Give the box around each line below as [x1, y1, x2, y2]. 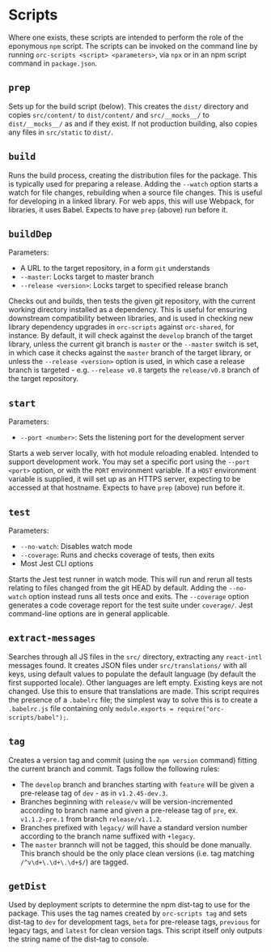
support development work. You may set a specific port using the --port [8, 457, 251, 467]
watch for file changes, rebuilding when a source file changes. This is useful [8, 187, 263, 197]
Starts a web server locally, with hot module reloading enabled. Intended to [8, 448, 259, 458]
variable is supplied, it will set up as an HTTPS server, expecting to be [8, 474, 241, 484]
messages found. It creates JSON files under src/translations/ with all [8, 660, 248, 670]
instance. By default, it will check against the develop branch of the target [8, 331, 253, 341]
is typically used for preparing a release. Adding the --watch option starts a [8, 178, 259, 188]
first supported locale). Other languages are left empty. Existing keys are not [8, 677, 263, 687]
